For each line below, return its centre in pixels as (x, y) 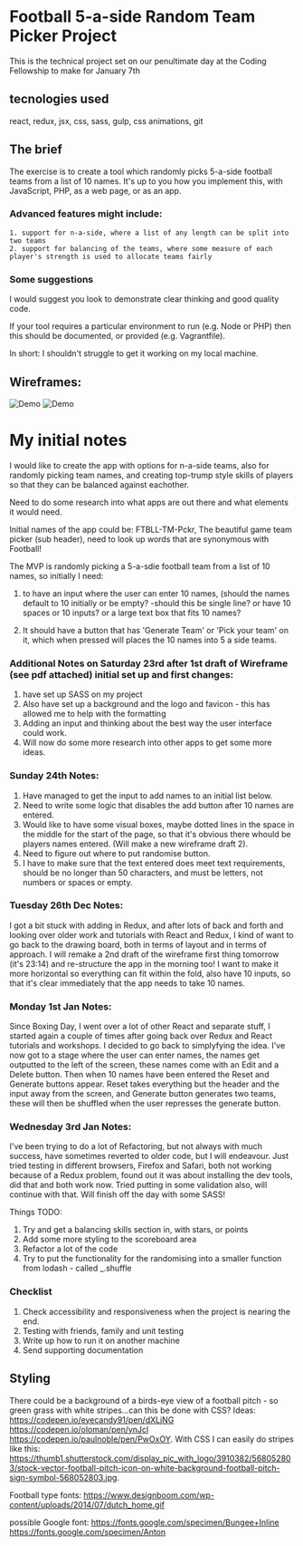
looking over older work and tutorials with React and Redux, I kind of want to (151, 934)
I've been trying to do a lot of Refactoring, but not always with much (136, 1146)
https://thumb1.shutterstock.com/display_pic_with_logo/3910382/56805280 (150, 1458)
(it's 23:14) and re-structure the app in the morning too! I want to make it (144, 963)
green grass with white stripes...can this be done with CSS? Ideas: (133, 1410)
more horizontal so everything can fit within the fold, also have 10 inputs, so (150, 973)
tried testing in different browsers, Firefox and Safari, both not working (141, 1165)
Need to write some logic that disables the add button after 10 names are (158, 805)
